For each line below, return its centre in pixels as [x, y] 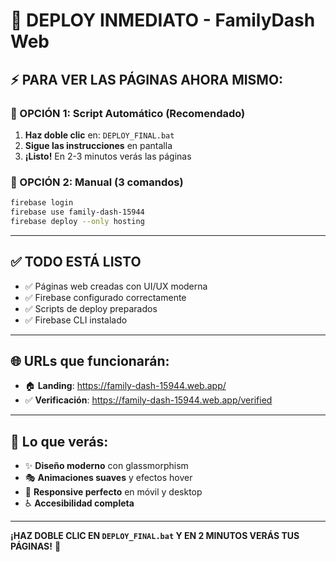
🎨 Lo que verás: [59, 441]
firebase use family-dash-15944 [77, 212]
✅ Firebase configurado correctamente [105, 297]
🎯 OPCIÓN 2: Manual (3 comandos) [97, 182]
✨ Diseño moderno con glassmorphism [106, 466]
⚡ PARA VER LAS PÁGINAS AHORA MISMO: [147, 79]
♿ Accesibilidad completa [79, 503]
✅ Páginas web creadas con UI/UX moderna [116, 286]
